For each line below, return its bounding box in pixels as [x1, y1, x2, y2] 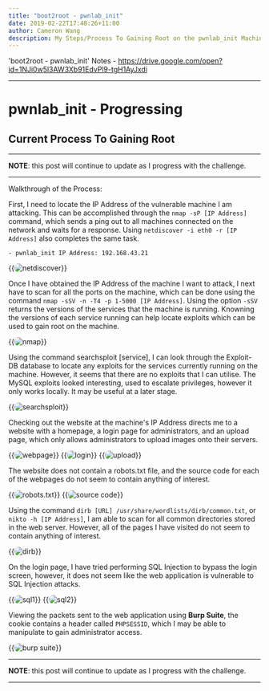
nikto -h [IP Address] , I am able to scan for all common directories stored [8, 514, 256, 524]
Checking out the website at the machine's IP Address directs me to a [8, 418, 239, 428]
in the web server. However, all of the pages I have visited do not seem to [8, 522, 251, 532]
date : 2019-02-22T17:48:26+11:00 [8, 19, 120, 27]
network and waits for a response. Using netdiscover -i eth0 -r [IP [8, 226, 238, 235]
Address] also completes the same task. [8, 234, 140, 243]
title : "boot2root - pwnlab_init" [8, 11, 124, 20]
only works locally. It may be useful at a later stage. [8, 387, 178, 396]
